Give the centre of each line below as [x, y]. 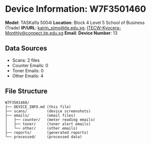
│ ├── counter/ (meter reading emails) [50, 120]
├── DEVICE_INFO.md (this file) [38, 107]
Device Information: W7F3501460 [75, 9]
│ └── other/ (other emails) [41, 128]
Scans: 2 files [26, 60]
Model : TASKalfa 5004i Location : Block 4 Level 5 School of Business [75, 23]
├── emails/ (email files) [40, 115]
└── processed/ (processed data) [44, 137]
